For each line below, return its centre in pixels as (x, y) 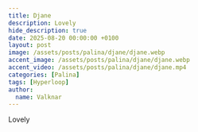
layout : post (30, 45)
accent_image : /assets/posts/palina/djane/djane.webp (99, 60)
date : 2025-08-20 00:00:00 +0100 (64, 38)
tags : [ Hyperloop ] (39, 82)
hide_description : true (48, 30)
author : (21, 89)
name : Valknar (39, 97)
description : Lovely (43, 23)
